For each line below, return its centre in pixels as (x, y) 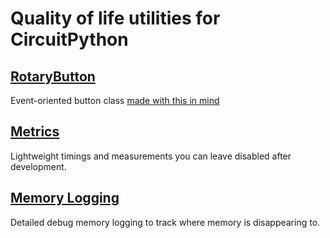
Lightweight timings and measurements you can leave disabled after (151, 156)
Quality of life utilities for (115, 18)
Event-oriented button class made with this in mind (115, 100)
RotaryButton (53, 76)
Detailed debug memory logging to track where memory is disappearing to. (165, 222)
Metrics (35, 132)
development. (38, 166)
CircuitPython (69, 39)
